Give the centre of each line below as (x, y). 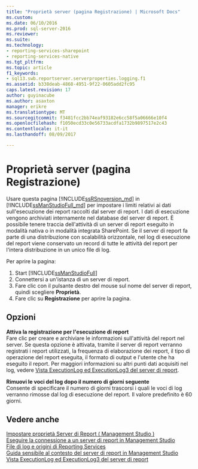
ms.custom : (20, 17)
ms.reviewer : (22, 34)
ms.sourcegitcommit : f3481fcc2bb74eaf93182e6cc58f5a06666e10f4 (87, 118)
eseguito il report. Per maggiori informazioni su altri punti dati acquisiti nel (97, 363)
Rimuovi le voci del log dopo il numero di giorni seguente (78, 381)
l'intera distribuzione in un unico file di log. (59, 249)
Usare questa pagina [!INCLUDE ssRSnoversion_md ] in (73, 199)
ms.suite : (19, 40)
